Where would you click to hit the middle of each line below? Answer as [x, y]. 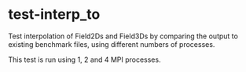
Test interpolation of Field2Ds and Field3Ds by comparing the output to [123, 36]
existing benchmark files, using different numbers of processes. [112, 44]
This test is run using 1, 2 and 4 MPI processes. [84, 59]
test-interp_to [54, 14]
